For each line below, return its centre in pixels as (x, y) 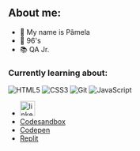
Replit (29, 138)
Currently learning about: (58, 73)
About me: (35, 13)
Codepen (35, 130)
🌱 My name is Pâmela (55, 32)
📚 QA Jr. (34, 49)
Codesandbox (42, 122)
